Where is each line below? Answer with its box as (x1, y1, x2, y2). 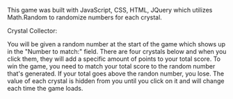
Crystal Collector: (7, 27, 58, 35)
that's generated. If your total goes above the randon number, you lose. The (7, 69, 225, 78)
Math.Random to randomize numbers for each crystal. (7, 13, 162, 21)
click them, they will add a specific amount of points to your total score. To (7, 55, 221, 63)
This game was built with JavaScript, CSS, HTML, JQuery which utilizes (7, 6, 213, 14)
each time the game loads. (7, 84, 83, 92)
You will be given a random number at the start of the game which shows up (7, 40, 226, 48)
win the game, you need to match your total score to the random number (7, 62, 216, 70)
